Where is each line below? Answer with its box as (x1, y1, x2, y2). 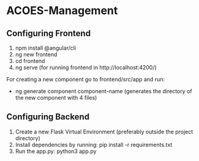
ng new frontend (15, 51, 58, 58)
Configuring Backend (6, 111, 90, 122)
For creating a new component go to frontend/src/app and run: (6, 76, 165, 83)
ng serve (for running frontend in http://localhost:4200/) (15, 64, 157, 71)
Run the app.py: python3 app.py (15, 148, 97, 155)
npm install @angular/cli (15, 44, 77, 51)
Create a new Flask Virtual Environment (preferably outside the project (15, 128, 193, 135)
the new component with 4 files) (15, 94, 97, 101)
